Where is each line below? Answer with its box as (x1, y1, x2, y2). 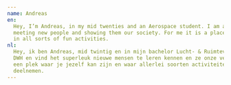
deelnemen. (13, 67, 45, 74)
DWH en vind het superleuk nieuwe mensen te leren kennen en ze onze (13, 55, 217, 62)
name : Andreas (7, 10, 48, 17)
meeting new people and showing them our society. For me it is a (13, 29, 208, 36)
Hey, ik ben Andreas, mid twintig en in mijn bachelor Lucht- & (13, 49, 201, 56)
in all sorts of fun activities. (13, 36, 109, 42)
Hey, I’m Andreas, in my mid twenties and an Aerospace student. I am (13, 23, 220, 29)
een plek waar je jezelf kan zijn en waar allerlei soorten (13, 61, 189, 68)
